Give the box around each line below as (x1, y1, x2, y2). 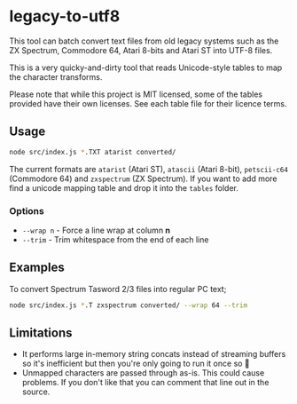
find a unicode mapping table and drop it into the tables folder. (9, 182, 239, 193)
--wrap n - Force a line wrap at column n (21, 225, 171, 235)
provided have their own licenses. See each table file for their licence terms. (9, 98, 287, 108)
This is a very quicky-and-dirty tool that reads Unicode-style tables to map (9, 62, 283, 73)
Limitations (9, 326, 73, 340)
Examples (9, 260, 65, 275)
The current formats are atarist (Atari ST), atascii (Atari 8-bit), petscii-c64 (9, 163, 288, 174)
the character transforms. (9, 71, 103, 82)
